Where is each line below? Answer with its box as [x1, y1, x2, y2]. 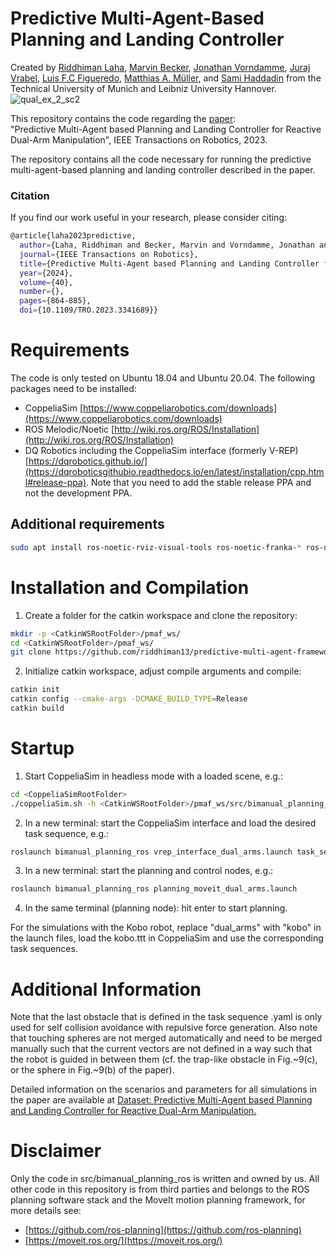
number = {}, [19, 287, 65, 297]
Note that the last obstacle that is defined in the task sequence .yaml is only [10, 1011, 323, 1023]
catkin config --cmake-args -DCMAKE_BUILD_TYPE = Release [10, 694, 248, 704]
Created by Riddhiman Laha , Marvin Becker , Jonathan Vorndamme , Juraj [10, 61, 311, 73]
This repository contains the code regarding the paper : [10, 112, 237, 124]
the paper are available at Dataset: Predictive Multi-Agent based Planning [10, 1094, 313, 1106]
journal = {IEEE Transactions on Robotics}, [19, 249, 199, 259]
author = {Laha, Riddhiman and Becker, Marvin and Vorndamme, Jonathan [19, 240, 315, 251]
